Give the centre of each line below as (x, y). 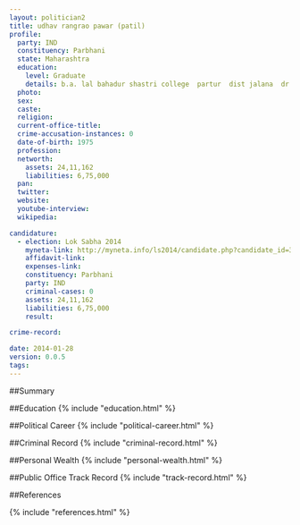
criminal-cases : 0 (59, 292)
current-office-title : (59, 126)
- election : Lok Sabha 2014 (70, 241)
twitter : (33, 192)
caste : (29, 109)
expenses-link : (54, 267)
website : (33, 201)
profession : (40, 150)
